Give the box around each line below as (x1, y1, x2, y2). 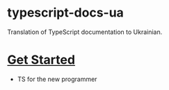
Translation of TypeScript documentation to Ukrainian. (7, 28, 163, 36)
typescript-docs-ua (7, 5, 124, 21)
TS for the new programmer (17, 75, 97, 83)
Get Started (7, 52, 75, 68)
